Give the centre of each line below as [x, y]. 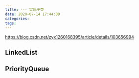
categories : [17, 19]
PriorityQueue [27, 69]
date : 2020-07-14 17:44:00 [33, 14]
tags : [11, 23]
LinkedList [21, 52]
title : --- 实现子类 [24, 10]
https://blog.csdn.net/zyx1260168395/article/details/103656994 [70, 37]
